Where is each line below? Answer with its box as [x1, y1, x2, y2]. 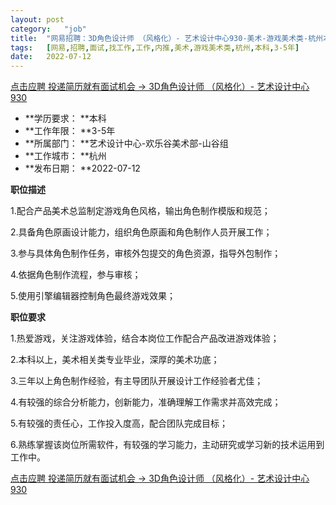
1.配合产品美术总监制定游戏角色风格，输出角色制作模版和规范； [10, 205, 271, 217]
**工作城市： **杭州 [24, 150, 107, 162]
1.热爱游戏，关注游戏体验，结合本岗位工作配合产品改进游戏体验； [10, 332, 280, 345]
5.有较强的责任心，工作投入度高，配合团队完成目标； [10, 417, 228, 430]
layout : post [10, 14, 65, 25]
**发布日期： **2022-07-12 [24, 162, 141, 175]
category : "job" [10, 24, 87, 34]
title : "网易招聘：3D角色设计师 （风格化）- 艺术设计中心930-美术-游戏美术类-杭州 [10, 33, 323, 43]
